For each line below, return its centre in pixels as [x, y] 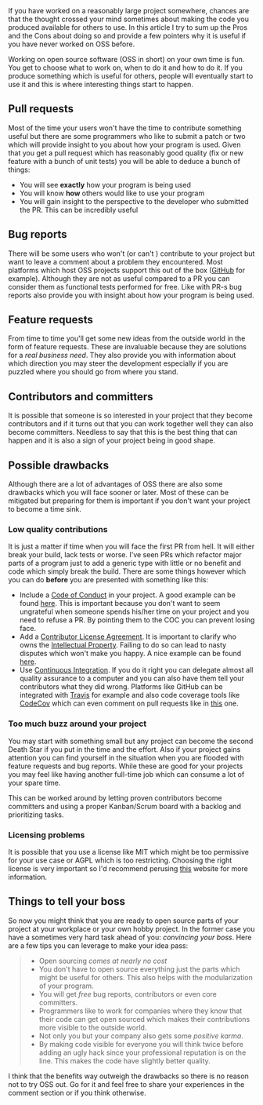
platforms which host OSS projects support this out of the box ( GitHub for [126, 270]
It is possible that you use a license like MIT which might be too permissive [128, 852]
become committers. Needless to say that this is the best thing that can [123, 432]
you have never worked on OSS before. [72, 44]
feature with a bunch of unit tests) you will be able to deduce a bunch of [124, 161]
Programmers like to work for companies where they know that [141, 1011]
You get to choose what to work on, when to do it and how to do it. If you [125, 67]
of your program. [66, 986]
